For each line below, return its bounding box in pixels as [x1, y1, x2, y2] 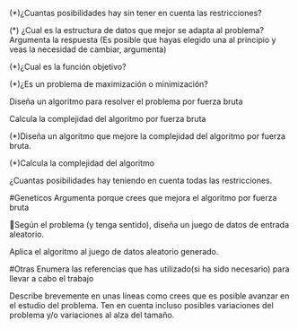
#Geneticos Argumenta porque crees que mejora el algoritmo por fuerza [9, 193, 277, 203]
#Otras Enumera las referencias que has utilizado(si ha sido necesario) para [9, 264, 290, 274]
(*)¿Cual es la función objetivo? [9, 62, 127, 72]
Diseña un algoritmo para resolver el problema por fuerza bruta [9, 96, 243, 107]
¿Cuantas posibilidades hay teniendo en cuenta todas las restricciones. [9, 175, 273, 186]
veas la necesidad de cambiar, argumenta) [9, 44, 167, 55]
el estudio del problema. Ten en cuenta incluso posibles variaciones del [9, 300, 274, 310]
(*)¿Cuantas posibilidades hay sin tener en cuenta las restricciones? [9, 8, 262, 18]
